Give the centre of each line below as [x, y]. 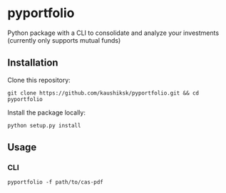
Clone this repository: [39, 80]
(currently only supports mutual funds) [64, 40]
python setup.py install [44, 125]
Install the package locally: [46, 113]
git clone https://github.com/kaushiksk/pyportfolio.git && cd [103, 93]
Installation [33, 63]
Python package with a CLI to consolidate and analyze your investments [113, 33]
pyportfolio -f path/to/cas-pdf [55, 182]
